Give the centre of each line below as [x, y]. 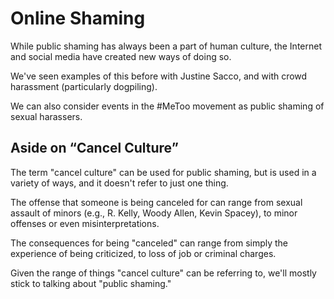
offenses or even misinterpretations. [85, 223]
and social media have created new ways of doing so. [121, 56]
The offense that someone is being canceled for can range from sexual [156, 202]
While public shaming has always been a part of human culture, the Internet [166, 46]
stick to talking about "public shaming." [91, 283]
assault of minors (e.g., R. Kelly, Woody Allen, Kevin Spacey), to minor [154, 213]
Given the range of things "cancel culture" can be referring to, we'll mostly [163, 273]
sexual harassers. [46, 116]
